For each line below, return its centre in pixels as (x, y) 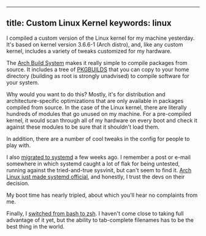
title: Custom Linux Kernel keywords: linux (89, 23)
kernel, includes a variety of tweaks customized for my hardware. (89, 51)
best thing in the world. (36, 226)
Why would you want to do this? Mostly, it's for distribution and (86, 94)
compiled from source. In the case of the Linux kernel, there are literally (97, 107)
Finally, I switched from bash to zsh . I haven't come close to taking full (95, 213)
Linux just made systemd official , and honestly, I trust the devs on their (96, 177)
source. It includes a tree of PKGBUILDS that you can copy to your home (98, 69)
